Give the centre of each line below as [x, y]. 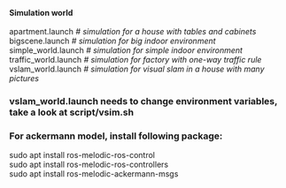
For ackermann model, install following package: [116, 136]
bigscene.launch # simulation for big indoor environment [112, 41]
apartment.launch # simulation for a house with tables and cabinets [133, 31]
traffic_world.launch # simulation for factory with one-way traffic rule [135, 60]
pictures [24, 78]
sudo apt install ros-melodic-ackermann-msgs [94, 174]
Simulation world [41, 13]
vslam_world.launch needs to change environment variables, [143, 101]
